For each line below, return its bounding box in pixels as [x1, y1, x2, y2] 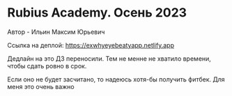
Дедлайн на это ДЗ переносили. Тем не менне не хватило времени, [7, 54, 211, 63]
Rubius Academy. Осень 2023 [7, 5, 187, 21]
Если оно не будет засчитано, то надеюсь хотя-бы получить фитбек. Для [7, 75, 225, 84]
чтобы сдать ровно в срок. [7, 61, 87, 70]
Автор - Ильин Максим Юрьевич [7, 28, 105, 36]
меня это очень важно [7, 82, 75, 90]
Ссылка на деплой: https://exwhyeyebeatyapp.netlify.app [7, 41, 174, 49]
